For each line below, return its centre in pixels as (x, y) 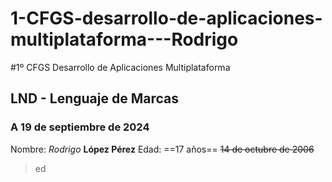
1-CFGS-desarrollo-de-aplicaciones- (166, 18)
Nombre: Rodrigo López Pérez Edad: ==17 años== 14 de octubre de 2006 (162, 149)
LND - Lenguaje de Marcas (95, 98)
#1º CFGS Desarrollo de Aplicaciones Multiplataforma (120, 67)
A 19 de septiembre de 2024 (80, 127)
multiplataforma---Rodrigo (124, 39)
